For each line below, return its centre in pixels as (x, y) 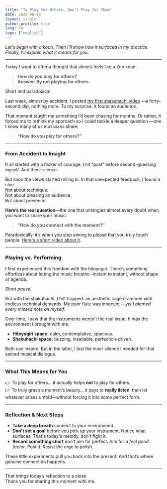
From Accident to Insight (36, 153)
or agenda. (16, 279)
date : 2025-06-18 (23, 14)
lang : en (14, 28)
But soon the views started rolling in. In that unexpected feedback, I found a (83, 179)
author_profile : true (28, 24)
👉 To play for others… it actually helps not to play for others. (68, 382)
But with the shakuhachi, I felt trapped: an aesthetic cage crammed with (79, 298)
